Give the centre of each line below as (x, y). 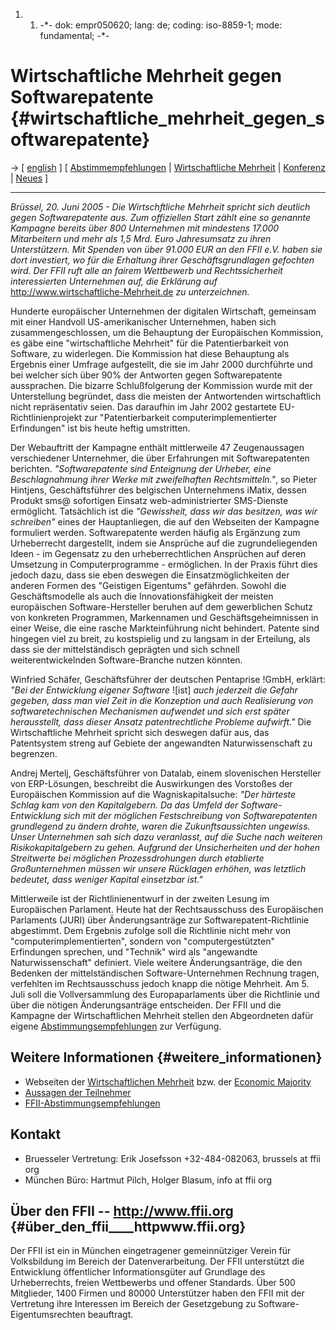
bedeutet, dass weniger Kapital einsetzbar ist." (106, 879)
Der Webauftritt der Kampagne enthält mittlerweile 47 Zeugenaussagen (157, 447)
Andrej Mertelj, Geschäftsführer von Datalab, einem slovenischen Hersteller (166, 773)
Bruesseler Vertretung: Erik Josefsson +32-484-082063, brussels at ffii (172, 1158)
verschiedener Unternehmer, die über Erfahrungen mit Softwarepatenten (160, 458)
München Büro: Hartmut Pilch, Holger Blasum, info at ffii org (148, 1180)
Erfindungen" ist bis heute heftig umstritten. (100, 428)
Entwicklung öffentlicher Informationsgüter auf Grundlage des (138, 1272)
